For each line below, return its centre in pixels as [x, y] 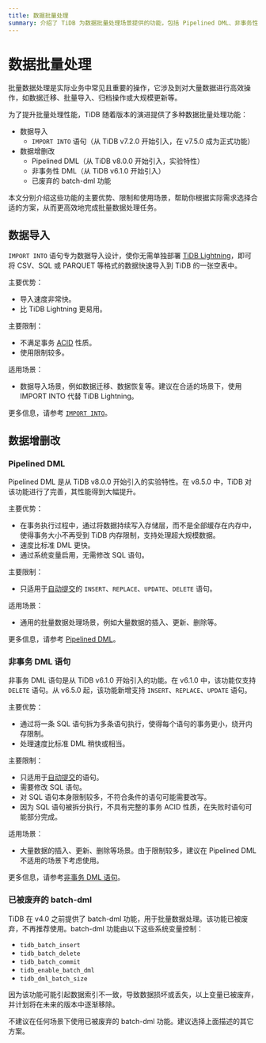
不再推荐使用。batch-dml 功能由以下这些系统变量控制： [112, 928]
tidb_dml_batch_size [53, 979]
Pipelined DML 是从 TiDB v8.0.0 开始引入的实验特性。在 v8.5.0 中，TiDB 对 [130, 482]
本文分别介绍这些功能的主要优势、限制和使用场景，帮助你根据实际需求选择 [129, 198]
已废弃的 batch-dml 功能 [71, 181]
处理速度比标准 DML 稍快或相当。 [74, 744]
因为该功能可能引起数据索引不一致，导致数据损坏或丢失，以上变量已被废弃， [133, 994]
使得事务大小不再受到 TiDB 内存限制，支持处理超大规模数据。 [120, 535]
